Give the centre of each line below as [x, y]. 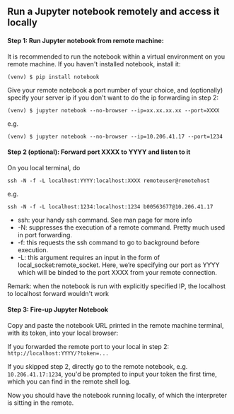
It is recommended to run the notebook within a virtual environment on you [116, 57]
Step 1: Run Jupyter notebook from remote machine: [86, 40]
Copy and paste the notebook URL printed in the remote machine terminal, [116, 325]
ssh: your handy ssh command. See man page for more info [105, 220]
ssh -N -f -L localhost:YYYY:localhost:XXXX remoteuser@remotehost [109, 181]
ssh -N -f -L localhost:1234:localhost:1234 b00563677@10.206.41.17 [110, 207]
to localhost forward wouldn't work [58, 293]
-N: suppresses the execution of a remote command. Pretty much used [121, 227]
